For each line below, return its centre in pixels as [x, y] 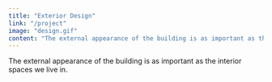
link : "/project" [38, 23]
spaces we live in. [38, 70]
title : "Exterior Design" [52, 16]
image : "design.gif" [43, 31]
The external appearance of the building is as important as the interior [125, 61]
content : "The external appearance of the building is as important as [132, 38]
